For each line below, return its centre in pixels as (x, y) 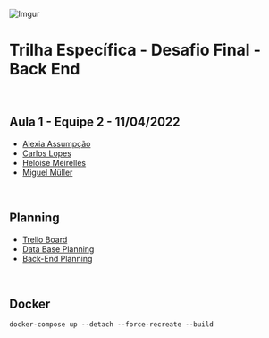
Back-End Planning (57, 258)
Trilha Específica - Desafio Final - (135, 50)
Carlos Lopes (46, 153)
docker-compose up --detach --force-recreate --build (112, 325)
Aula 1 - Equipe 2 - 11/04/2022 (95, 122)
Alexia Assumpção (56, 143)
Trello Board (45, 239)
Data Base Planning (58, 249)
